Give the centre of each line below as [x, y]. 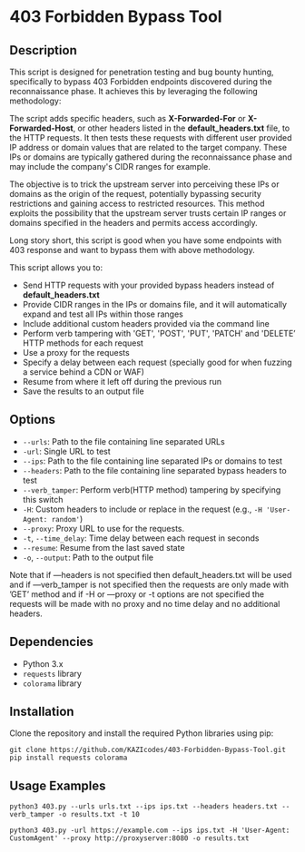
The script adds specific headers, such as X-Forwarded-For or [128, 118]
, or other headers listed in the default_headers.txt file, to [182, 128]
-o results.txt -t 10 [99, 815]
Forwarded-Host [42, 128]
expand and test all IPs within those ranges [103, 314]
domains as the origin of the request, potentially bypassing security [135, 194]
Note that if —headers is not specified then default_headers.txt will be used [151, 574]
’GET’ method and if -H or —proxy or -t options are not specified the [137, 594]
